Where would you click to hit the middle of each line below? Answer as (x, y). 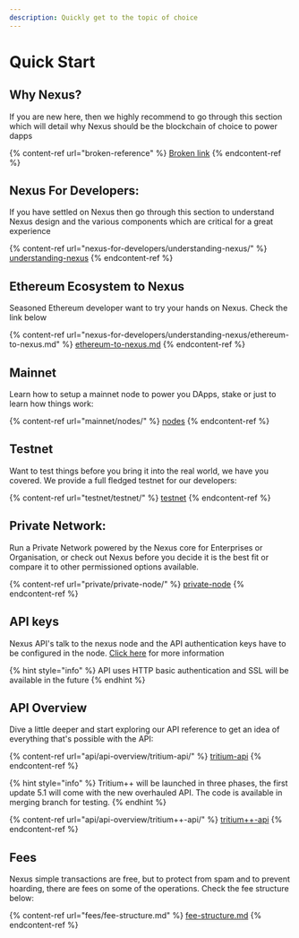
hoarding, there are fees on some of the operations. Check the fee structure (149, 889)
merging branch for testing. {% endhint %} (88, 803)
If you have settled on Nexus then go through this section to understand (142, 213)
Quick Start (52, 61)
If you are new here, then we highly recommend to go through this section (146, 117)
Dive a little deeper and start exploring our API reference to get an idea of (145, 730)
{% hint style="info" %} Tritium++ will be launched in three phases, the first (149, 783)
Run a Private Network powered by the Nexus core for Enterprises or (136, 547)
